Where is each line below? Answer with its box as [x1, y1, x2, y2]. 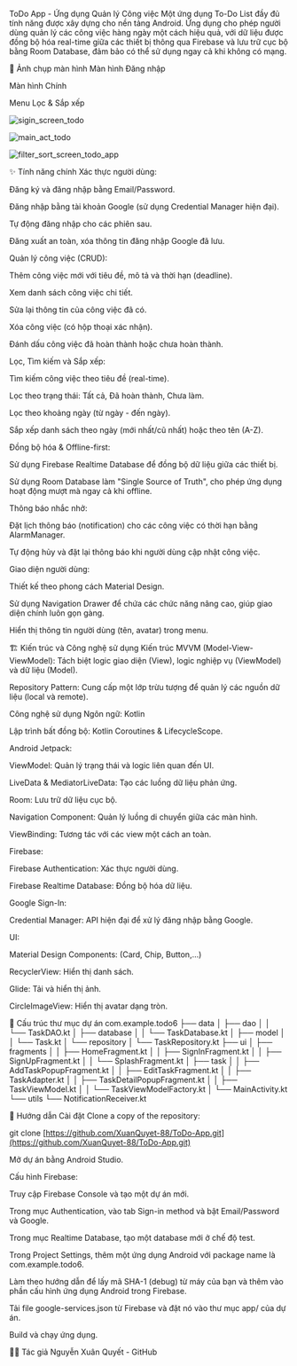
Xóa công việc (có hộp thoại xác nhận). [9, 322, 153, 332]
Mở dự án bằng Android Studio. [9, 1154, 124, 1165]
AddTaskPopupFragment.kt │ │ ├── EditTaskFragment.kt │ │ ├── [9, 1065, 252, 1075]
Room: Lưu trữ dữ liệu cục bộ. [9, 795, 118, 805]
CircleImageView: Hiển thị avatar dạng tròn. [9, 1001, 168, 1011]
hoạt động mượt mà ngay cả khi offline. [9, 486, 152, 496]
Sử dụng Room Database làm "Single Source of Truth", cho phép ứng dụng [9, 476, 282, 487]
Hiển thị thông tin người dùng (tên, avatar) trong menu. [9, 625, 208, 635]
